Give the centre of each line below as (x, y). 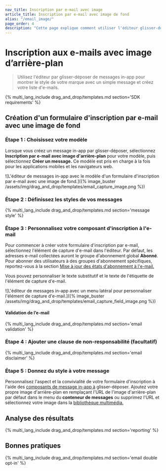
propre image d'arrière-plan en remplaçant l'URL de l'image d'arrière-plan (81, 392)
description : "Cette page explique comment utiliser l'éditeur (72, 28)
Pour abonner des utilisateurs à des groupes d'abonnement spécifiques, (79, 261)
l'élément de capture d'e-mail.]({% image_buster (55, 296)
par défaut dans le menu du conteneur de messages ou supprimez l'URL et (82, 398)
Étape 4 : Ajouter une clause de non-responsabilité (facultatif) (81, 342)
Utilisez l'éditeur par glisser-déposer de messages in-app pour (81, 77)
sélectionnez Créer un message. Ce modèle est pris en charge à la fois (78, 161)
